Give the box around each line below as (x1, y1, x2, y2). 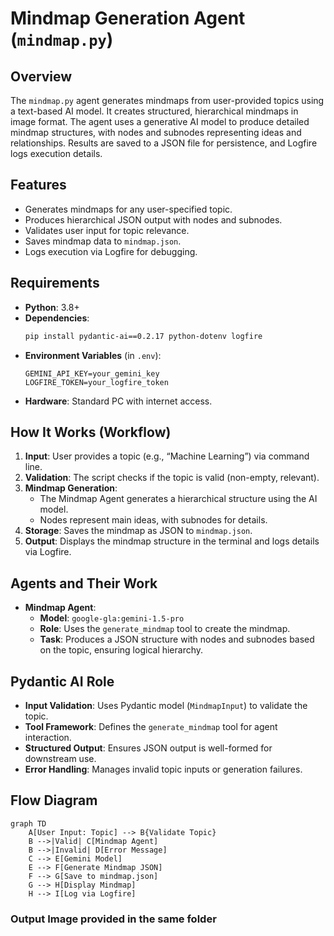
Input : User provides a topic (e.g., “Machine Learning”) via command (24, 450, 310, 462)
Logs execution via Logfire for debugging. (24, 245, 198, 257)
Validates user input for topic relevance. (24, 224, 190, 236)
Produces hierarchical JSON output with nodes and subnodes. (24, 213, 283, 226)
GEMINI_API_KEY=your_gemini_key (24, 368, 160, 379)
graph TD (10, 818, 47, 829)
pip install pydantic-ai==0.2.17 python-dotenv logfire (24, 331, 263, 341)
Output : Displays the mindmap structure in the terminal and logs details (24, 535, 320, 547)
